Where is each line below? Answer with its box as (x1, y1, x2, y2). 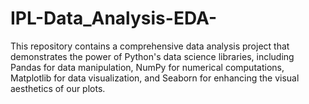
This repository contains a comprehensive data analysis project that (10, 40, 290, 52)
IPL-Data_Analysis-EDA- (10, 7, 218, 30)
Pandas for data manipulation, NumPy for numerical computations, (10, 61, 285, 73)
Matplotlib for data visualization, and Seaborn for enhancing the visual (10, 72, 300, 84)
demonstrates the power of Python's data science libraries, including (10, 50, 295, 62)
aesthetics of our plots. (10, 82, 106, 94)
